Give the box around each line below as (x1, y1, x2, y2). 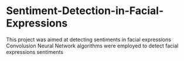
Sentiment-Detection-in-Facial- (6, 4, 164, 18)
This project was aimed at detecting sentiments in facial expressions (6, 36, 172, 43)
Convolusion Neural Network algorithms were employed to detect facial (6, 42, 179, 49)
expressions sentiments (6, 48, 63, 55)
